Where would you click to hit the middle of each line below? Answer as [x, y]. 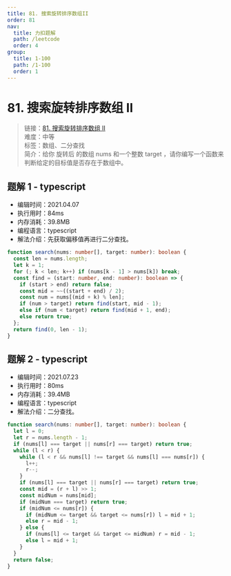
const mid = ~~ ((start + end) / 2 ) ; [72, 291]
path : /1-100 [32, 65]
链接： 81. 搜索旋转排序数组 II [64, 128]
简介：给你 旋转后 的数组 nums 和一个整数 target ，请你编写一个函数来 [124, 154]
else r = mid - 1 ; [52, 521]
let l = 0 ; [29, 431]
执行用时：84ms [40, 213]
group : [17, 53]
